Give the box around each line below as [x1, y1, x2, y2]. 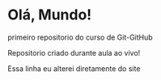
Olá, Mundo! [7, 6, 92, 24]
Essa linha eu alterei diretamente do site [7, 63, 141, 74]
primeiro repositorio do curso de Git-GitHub [7, 32, 153, 42]
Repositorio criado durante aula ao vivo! [7, 48, 141, 57]
